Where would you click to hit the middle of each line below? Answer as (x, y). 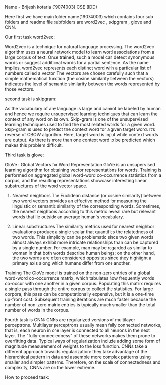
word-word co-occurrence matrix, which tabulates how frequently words (80, 278)
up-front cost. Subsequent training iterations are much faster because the (81, 299)
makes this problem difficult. (34, 145)
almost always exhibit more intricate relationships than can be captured (85, 242)
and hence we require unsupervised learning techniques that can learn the (81, 114)
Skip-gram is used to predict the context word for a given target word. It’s (80, 129)
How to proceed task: (27, 377)
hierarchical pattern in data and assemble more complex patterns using (78, 357)
